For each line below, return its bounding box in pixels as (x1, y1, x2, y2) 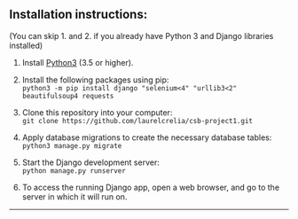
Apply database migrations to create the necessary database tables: (21, 132, 272, 143)
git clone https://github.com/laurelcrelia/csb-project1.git (21, 116, 254, 125)
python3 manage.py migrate (21, 141, 122, 150)
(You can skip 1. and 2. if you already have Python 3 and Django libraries (9, 30, 274, 41)
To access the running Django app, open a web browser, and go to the (21, 182, 280, 192)
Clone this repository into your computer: (21, 106, 173, 118)
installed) (9, 40, 43, 51)
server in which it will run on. (21, 191, 128, 202)
